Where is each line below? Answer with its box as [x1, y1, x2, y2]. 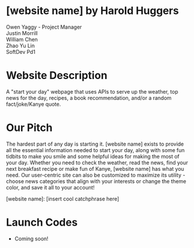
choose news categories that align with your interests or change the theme [6, 177, 186, 185]
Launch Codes [6, 216, 78, 229]
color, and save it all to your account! [6, 184, 95, 191]
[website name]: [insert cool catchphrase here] [6, 195, 120, 202]
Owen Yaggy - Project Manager [6, 23, 82, 30]
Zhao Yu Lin [6, 42, 35, 49]
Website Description [6, 69, 108, 82]
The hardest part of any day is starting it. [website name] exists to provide [6, 140, 184, 147]
